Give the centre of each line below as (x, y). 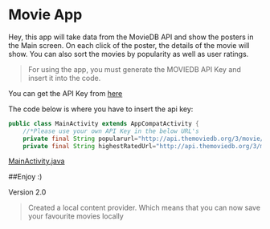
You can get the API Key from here (65, 93)
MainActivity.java (37, 161)
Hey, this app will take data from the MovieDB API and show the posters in (131, 37)
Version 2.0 (27, 192)
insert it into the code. (64, 78)
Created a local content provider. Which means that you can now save (144, 208)
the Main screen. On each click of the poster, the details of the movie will (129, 45)
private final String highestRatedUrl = (90, 146)
